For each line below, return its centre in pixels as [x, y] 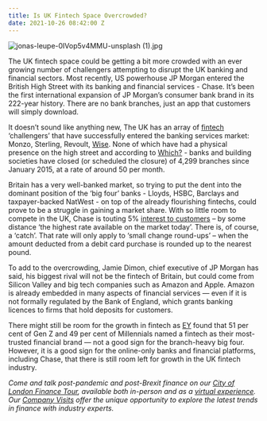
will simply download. [44, 111]
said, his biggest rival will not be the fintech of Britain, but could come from [131, 276]
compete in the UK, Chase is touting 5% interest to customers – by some [127, 218]
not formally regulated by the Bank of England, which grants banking [120, 301]
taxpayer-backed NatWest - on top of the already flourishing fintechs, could [132, 201]
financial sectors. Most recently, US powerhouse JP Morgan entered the [126, 78]
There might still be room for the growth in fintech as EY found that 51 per [128, 325]
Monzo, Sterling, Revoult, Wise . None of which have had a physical [118, 144]
